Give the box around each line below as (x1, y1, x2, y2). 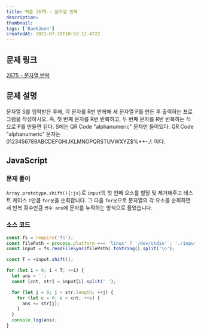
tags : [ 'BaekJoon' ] (6, 25, 55, 32)
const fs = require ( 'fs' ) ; (6, 235, 74, 241)
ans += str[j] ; (22, 300, 60, 306)
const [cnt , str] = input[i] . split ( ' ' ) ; (11, 278, 117, 284)
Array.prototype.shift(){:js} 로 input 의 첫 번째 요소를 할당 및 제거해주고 (6, 189, 182, 196)
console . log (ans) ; (11, 317, 58, 323)
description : (6, 14, 39, 20)
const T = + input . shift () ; (6, 257, 74, 263)
